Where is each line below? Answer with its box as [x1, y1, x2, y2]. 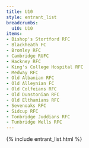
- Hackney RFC [6, 58, 42, 64]
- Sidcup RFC [6, 108, 39, 114]
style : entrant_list [6, 14, 58, 20]
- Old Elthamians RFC [6, 97, 60, 103]
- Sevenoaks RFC [6, 102, 46, 109]
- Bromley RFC [6, 48, 42, 53]
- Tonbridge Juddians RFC [6, 114, 70, 119]
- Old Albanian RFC [6, 75, 55, 81]
